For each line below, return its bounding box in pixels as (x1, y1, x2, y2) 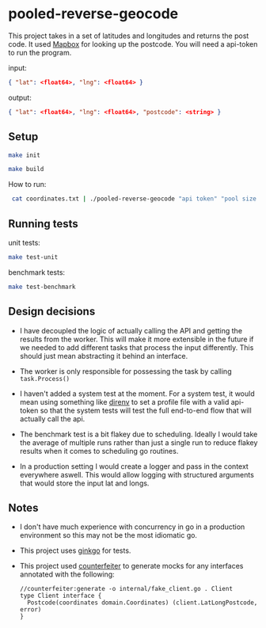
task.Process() (19, 375, 70, 383)
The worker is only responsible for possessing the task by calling (19, 366, 232, 376)
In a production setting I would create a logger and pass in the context (19, 461, 249, 471)
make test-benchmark (8, 283, 77, 291)
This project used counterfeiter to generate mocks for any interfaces (19, 561, 244, 571)
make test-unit (8, 253, 59, 261)
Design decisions (8, 305, 96, 318)
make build (8, 166, 44, 173)
